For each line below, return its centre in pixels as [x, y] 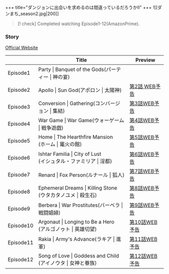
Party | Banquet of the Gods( [72, 69]
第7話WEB [142, 171]
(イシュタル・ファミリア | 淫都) [75, 161]
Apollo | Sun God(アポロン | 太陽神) [80, 90]
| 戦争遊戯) [51, 128]
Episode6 [19, 158]
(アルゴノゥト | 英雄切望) [68, 229]
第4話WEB [142, 121]
